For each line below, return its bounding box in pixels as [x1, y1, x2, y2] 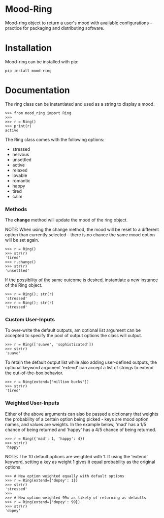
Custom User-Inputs [5, 316, 55, 323]
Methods [5, 206, 27, 213]
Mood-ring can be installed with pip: [5, 58, 79, 65]
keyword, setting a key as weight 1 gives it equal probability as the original [5, 459, 156, 465]
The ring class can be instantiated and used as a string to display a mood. [5, 101, 155, 107]
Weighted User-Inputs [5, 399, 60, 406]
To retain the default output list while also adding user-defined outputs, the [5, 359, 157, 365]
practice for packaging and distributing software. [5, 25, 104, 31]
